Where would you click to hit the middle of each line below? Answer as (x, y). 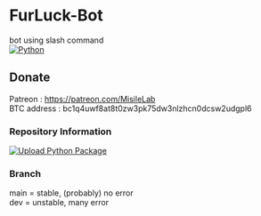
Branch (25, 173)
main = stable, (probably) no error (71, 193)
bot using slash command (57, 40)
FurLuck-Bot (57, 16)
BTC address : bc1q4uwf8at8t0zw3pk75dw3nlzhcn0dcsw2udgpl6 (130, 108)
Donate (30, 78)
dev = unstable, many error (59, 203)
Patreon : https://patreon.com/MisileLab (82, 99)
